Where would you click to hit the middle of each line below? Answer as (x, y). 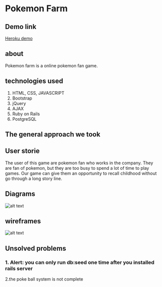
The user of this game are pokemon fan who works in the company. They (79, 163)
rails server (19, 268)
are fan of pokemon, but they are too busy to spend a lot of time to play (77, 168)
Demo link (21, 27)
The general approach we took (53, 135)
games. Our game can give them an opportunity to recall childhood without (81, 173)
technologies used (34, 81)
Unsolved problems (36, 248)
